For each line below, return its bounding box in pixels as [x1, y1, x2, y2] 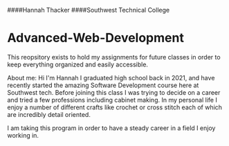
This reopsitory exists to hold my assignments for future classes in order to [7, 53, 221, 61]
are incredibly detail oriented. [7, 110, 91, 118]
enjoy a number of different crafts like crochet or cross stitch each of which [7, 103, 223, 111]
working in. [7, 131, 39, 139]
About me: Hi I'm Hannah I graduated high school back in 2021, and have [7, 73, 215, 82]
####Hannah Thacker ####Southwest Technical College [7, 6, 170, 14]
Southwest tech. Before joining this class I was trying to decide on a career [7, 88, 221, 96]
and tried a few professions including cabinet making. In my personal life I [7, 95, 218, 104]
